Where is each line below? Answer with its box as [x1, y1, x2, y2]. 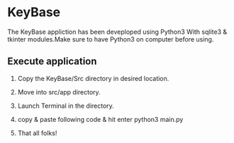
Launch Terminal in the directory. [17, 101, 115, 110]
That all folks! [17, 128, 57, 137]
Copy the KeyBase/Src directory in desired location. [17, 74, 169, 82]
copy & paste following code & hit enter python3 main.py [17, 115, 184, 123]
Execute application [7, 56, 97, 68]
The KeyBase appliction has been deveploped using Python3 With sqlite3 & [7, 27, 228, 36]
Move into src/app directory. [17, 87, 101, 96]
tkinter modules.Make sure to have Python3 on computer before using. [7, 35, 214, 43]
